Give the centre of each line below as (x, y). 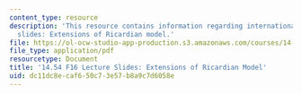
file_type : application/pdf (62, 51)
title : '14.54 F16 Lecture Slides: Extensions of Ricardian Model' (138, 68)
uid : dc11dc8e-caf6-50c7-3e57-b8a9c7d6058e (92, 76)
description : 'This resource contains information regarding (126, 26)
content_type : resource (54, 17)
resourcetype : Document (54, 59)
